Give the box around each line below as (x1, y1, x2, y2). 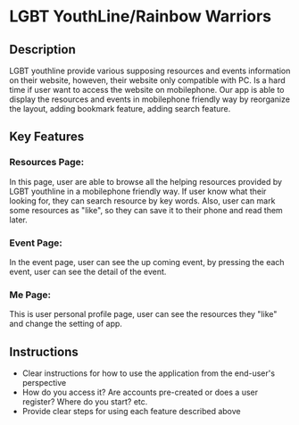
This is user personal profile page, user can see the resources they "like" (9, 309, 278, 320)
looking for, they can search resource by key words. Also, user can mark (9, 195, 276, 206)
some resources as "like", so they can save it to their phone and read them (9, 204, 283, 215)
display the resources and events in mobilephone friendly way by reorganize (9, 94, 290, 104)
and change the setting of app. (9, 319, 123, 329)
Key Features (9, 129, 85, 145)
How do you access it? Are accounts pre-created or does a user (21, 387, 259, 398)
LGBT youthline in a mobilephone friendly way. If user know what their (9, 186, 267, 196)
